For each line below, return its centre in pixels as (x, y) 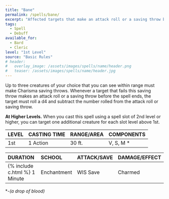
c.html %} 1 (21, 172)
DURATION (21, 157)
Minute (16, 179)
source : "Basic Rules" (29, 57)
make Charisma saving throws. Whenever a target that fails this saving (78, 91)
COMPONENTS (127, 134)
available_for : (21, 38)
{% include (21, 166)
